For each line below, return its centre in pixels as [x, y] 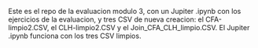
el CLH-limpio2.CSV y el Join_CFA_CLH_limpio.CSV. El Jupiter [150, 27]
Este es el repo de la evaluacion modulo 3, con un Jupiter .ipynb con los [125, 11]
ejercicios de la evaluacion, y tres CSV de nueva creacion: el [106, 19]
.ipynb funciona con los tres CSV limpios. [75, 36]
